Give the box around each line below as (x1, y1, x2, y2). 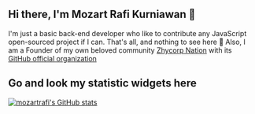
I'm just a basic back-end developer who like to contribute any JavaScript (8, 28, 247, 38)
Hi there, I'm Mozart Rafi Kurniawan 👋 (8, 8, 196, 21)
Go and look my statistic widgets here (8, 76, 197, 90)
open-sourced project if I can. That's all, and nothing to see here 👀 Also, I (8, 37, 246, 46)
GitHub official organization (8, 53, 97, 63)
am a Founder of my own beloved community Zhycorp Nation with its (8, 45, 232, 55)
